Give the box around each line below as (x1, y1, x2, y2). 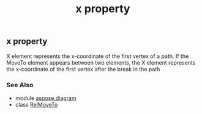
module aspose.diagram (15, 94, 77, 102)
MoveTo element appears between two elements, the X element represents (6, 59, 196, 66)
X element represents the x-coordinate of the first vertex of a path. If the (6, 52, 189, 60)
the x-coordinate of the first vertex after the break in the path (6, 65, 160, 73)
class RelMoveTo (15, 101, 58, 108)
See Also (6, 80, 34, 89)
